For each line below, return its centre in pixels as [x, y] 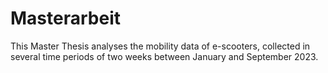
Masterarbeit [65, 18]
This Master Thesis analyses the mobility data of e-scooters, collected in [160, 46]
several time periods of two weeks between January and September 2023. [164, 56]
